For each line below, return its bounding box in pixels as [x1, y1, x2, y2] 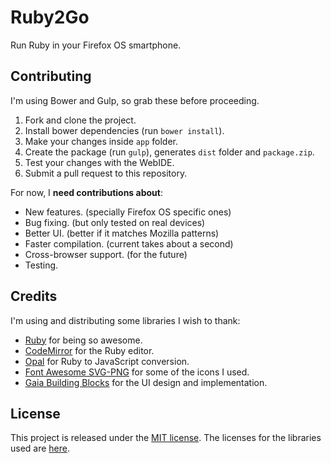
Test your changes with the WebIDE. [24, 156, 175, 168]
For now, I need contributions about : [10, 186, 163, 198]
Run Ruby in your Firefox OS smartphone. [10, 39, 182, 51]
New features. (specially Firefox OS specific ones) [24, 206, 232, 218]
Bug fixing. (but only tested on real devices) [24, 216, 206, 228]
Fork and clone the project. [24, 114, 137, 126]
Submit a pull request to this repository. [24, 167, 188, 179]
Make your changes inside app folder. [24, 135, 179, 147]
